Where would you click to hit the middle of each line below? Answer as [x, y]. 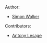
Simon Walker [26, 16]
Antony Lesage [27, 35]
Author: [12, 7]
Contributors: [18, 26]
